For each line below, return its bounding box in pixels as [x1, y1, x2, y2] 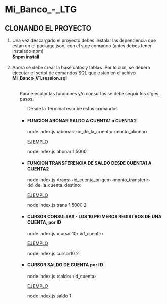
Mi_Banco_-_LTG [5, 4, 77, 15]
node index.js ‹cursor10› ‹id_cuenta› [27, 230, 104, 236]
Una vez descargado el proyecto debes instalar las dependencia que [12, 37, 156, 43]
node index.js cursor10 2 [27, 250, 79, 256]
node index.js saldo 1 [27, 293, 72, 299]
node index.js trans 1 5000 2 [27, 202, 87, 208]
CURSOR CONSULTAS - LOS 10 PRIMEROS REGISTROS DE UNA [27, 214, 162, 219]
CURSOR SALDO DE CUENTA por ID [27, 262, 104, 268]
